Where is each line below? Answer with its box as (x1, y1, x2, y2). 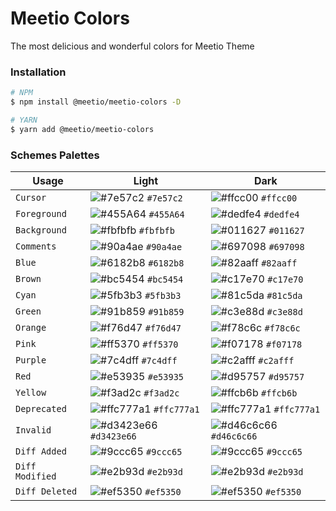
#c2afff (258, 355, 295, 367)
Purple (15, 355, 47, 366)
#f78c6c (264, 323, 301, 334)
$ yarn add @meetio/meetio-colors (10, 124, 155, 134)
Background (15, 225, 67, 236)
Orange (15, 322, 47, 334)
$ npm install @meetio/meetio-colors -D (10, 97, 182, 107)
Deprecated (15, 403, 67, 415)
